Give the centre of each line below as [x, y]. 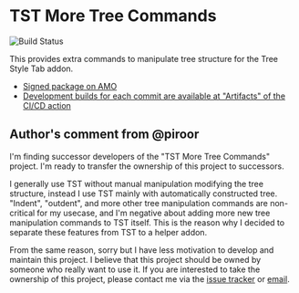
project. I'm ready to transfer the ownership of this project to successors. [147, 166]
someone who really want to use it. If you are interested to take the [135, 269]
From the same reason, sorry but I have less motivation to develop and [142, 250]
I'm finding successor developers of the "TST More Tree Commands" [140, 156]
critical [22, 213]
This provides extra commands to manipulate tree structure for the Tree [144, 58]
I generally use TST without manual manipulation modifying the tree [137, 183]
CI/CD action [46, 105]
